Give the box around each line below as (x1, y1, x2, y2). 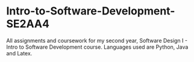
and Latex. (6, 49, 33, 57)
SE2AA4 (6, 17, 50, 31)
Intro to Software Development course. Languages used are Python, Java (6, 43, 189, 51)
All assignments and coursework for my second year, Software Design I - (6, 37, 188, 44)
